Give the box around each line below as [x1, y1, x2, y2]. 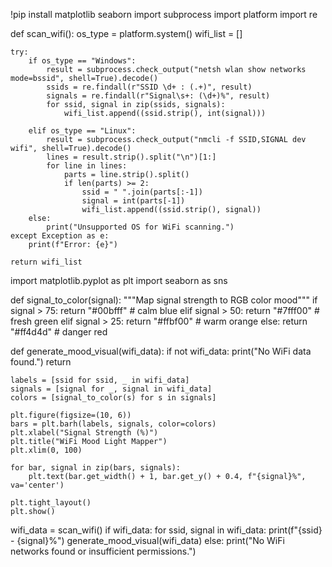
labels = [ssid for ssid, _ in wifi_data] [10, 375, 190, 385]
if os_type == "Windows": [28, 56, 137, 66]
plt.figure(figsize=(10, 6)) [10, 410, 132, 420]
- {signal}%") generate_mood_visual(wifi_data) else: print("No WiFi [10, 535, 285, 546]
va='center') [10, 480, 65, 490]
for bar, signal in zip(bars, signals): [10, 463, 182, 473]
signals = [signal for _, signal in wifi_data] [10, 384, 213, 394]
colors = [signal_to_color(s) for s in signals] [10, 393, 217, 403]
